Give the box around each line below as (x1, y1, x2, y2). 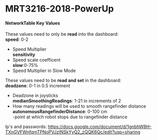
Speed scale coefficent (12, 57, 61, 63)
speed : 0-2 (5, 36, 29, 43)
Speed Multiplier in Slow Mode (12, 67, 76, 74)
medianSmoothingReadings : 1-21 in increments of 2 (12, 98, 121, 104)
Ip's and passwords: (5, 124, 47, 130)
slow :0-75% (12, 62, 39, 68)
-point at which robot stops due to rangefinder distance (12, 114, 128, 120)
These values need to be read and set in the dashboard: (5, 78, 121, 84)
